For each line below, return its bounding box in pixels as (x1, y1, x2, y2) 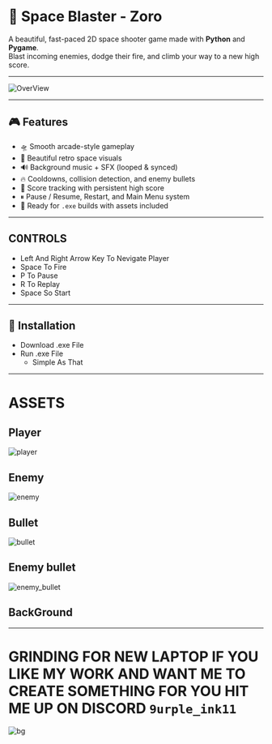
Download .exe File (19, 340, 84, 350)
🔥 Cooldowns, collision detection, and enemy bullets (19, 173, 196, 183)
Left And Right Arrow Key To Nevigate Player (19, 253, 170, 263)
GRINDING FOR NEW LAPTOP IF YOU (8, 648, 259, 665)
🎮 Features (8, 115, 69, 129)
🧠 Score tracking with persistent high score (19, 182, 164, 193)
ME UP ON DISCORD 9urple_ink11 (8, 699, 237, 717)
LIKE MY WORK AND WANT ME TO (8, 665, 246, 683)
